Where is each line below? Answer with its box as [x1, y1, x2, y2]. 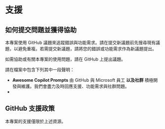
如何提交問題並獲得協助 [5, 26, 77, 34]
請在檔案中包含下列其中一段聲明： [5, 67, 75, 72]
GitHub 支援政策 [5, 104, 55, 113]
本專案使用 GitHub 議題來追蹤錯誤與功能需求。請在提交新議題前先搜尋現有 [5, 40, 156, 45]
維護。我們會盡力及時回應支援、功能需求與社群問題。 [21, 83, 129, 89]
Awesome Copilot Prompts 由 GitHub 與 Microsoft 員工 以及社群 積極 [12, 77, 154, 83]
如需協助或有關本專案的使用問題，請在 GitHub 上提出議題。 [5, 56, 126, 62]
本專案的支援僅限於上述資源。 [5, 118, 66, 124]
